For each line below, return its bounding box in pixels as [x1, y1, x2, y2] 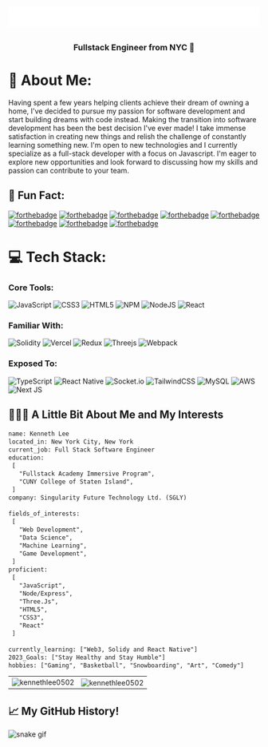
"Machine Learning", [18, 542, 88, 550]
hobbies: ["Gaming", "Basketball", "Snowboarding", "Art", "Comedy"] [8, 662, 245, 670]
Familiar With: [8, 320, 64, 331]
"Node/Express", [18, 590, 73, 598]
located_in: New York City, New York [8, 438, 134, 446]
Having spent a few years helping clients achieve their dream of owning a [8, 97, 250, 107]
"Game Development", [18, 550, 88, 558]
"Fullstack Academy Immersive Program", [18, 470, 156, 478]
